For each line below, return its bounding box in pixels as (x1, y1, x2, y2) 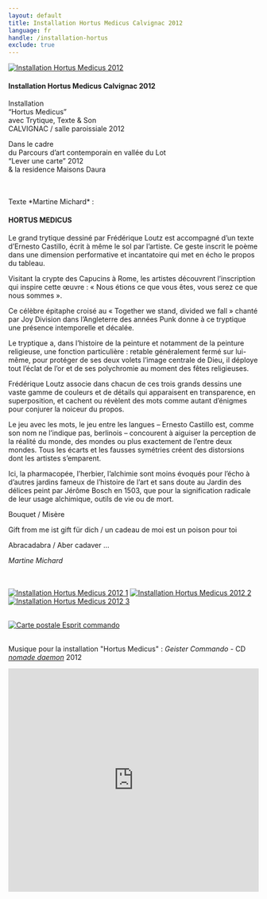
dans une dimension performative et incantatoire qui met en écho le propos (8, 249, 255, 259)
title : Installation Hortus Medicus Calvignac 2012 (8, 19, 183, 27)
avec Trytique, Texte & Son (8, 116, 97, 125)
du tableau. (8, 258, 45, 268)
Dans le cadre (8, 140, 54, 149)
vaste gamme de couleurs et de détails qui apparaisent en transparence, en (8, 387, 256, 397)
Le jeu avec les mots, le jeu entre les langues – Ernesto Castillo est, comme (8, 419, 254, 429)
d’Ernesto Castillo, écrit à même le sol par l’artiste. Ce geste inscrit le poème (8, 241, 258, 251)
